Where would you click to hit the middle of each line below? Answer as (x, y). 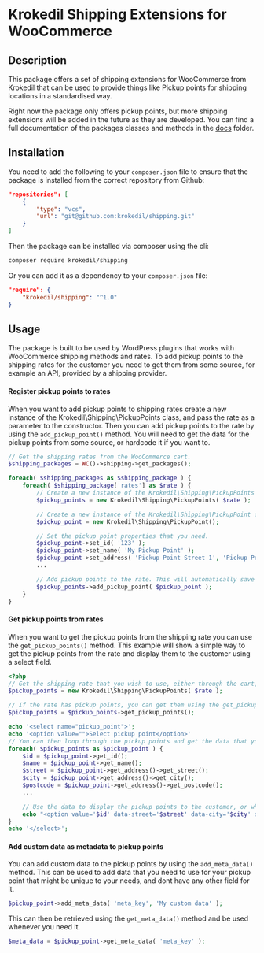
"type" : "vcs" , (61, 209)
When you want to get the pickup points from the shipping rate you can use (130, 636)
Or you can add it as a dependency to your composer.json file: (108, 275)
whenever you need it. (44, 927)
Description (37, 60)
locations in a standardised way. (60, 96)
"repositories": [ (38, 195)
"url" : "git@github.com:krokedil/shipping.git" (115, 217)
